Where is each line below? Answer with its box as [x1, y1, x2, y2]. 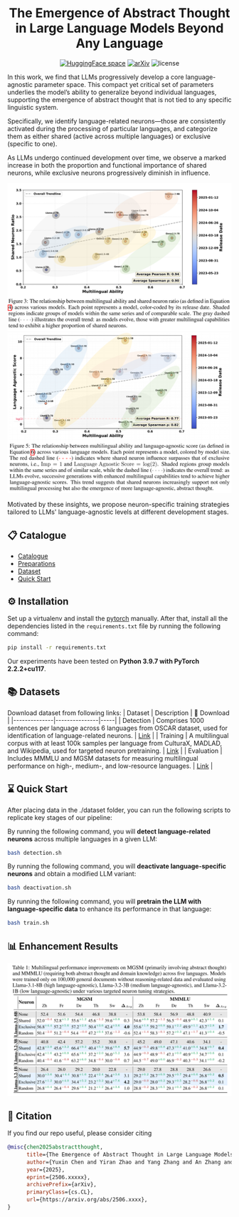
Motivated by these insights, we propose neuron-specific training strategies [7, 500, 230, 509]
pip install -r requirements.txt [7, 644, 107, 652]
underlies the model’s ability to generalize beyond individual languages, [7, 88, 217, 96]
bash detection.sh [7, 849, 62, 856]
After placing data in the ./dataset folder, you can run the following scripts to [7, 806, 231, 814]
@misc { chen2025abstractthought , [7, 1144, 103, 1151]
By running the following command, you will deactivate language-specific [7, 862, 226, 871]
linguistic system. [7, 103, 59, 111]
